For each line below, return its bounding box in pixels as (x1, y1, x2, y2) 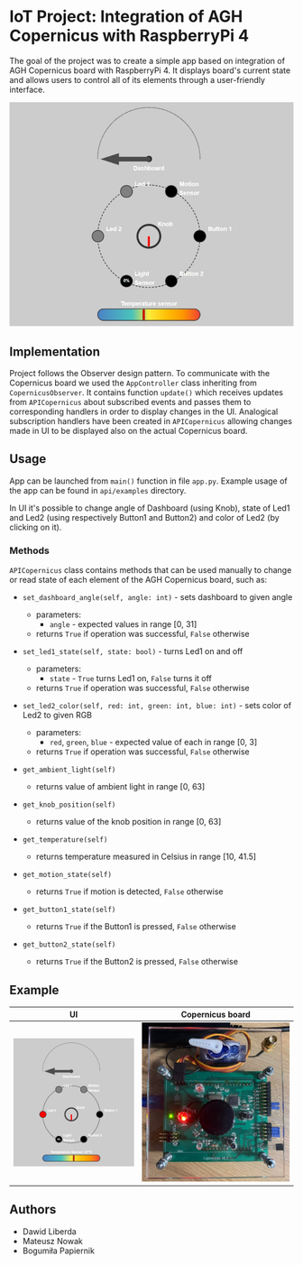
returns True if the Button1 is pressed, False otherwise (35, 921, 236, 932)
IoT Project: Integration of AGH (9, 6, 243, 27)
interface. (9, 84, 45, 95)
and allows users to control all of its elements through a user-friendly (9, 74, 266, 85)
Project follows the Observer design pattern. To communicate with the (9, 368, 271, 379)
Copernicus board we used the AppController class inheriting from (9, 377, 257, 389)
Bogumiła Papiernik (22, 1245, 95, 1256)
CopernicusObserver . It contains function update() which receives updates (9, 387, 284, 398)
